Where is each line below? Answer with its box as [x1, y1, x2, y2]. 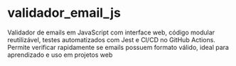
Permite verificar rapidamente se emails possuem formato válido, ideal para [7, 43, 230, 51]
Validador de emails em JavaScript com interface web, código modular [7, 28, 215, 37]
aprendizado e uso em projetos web [7, 51, 113, 59]
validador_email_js [7, 5, 121, 21]
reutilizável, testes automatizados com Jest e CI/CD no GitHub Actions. [7, 35, 215, 44]
